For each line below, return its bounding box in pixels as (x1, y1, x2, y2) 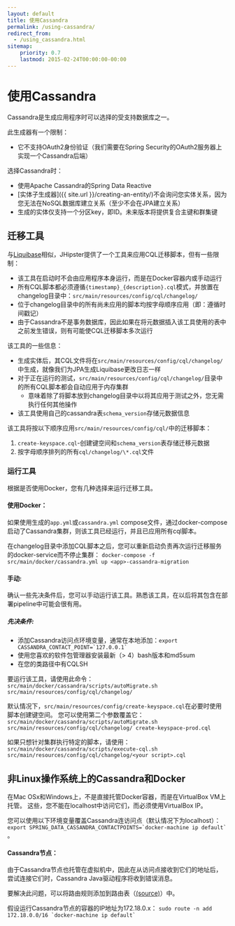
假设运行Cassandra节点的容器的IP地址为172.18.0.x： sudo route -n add (7, 904, 212, 913)
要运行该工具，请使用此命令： (7, 675, 93, 683)
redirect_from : (7, 29, 52, 37)
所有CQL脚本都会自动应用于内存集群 (23, 382, 129, 391)
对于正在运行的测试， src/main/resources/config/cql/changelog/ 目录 (17, 373, 217, 382)
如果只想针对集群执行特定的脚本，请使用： (7, 738, 130, 746)
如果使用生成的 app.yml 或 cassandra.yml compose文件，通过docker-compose (7, 518, 228, 526)
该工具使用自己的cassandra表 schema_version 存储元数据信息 (17, 408, 190, 417)
